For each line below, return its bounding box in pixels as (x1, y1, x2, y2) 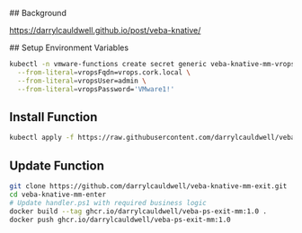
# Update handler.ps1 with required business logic (9, 198, 207, 207)
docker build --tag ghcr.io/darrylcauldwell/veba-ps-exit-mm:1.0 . (9, 206, 268, 216)
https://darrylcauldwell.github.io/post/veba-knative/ (9, 25, 201, 35)
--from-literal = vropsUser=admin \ (17, 76, 147, 85)
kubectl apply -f (9, 134, 75, 142)
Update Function (9, 158, 105, 173)
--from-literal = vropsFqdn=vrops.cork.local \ (17, 67, 191, 77)
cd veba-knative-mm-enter (9, 190, 106, 199)
